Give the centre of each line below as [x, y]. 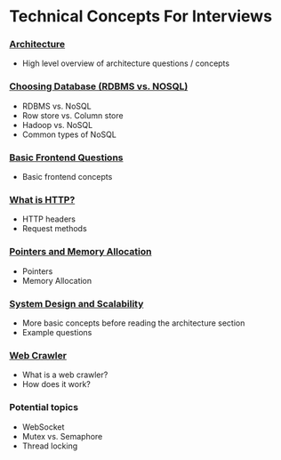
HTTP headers [48, 219]
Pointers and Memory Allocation [80, 252]
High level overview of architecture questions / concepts [125, 63]
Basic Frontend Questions [66, 157]
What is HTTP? [42, 200]
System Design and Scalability [76, 303]
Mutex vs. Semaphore [62, 436]
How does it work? [56, 384]
